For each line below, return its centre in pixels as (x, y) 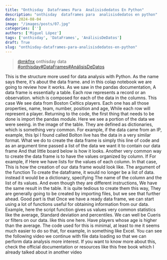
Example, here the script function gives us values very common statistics (80, 209)
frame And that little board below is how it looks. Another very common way (83, 151)
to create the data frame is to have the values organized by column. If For (81, 156)
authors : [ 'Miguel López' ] (33, 33)
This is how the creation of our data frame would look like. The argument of (83, 167)
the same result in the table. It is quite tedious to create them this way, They (83, 188)
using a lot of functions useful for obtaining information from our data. (77, 204)
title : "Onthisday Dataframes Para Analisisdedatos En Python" (74, 10)
